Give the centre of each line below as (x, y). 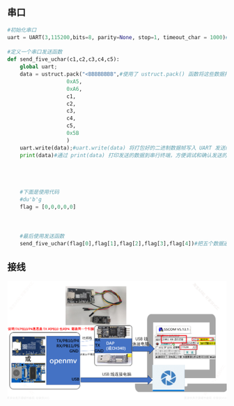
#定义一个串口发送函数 (35, 52)
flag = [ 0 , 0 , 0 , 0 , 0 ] (48, 207)
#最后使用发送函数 (42, 236)
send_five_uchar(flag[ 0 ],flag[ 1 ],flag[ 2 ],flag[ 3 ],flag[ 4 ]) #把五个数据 (122, 244)
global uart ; (39, 67)
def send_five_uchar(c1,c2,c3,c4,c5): (63, 59)
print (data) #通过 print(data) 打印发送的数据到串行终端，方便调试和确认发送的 (124, 155)
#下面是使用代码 (40, 192)
